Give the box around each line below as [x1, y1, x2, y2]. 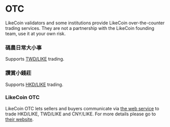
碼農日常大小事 [5, 44, 42, 51]
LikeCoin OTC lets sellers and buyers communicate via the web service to [5, 105, 159, 111]
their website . [5, 116, 34, 122]
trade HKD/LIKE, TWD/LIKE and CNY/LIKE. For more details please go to [5, 111, 156, 117]
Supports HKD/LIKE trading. [5, 81, 63, 88]
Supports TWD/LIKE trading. [5, 56, 64, 62]
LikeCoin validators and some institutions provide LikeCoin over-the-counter [5, 20, 165, 26]
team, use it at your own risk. [5, 30, 66, 36]
